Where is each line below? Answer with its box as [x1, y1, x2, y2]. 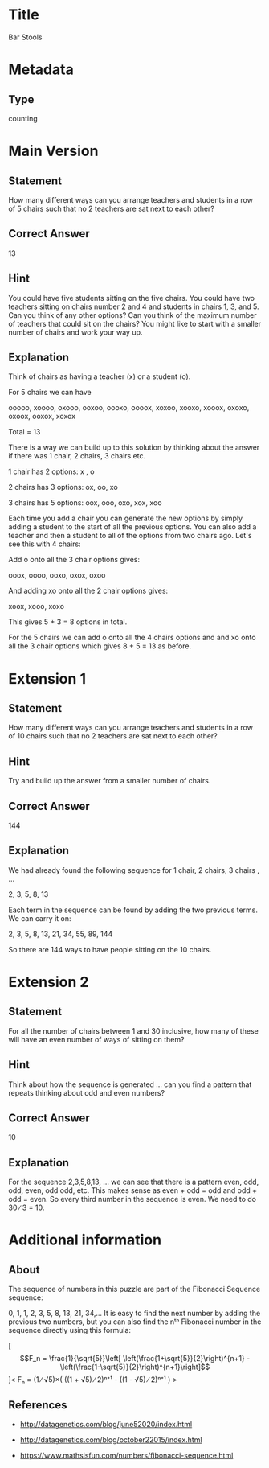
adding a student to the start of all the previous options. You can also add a [8, 522, 257, 532]
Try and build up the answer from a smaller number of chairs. [8, 776, 211, 786]
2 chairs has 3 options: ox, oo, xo [8, 483, 118, 492]
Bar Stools [8, 32, 43, 42]
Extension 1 [8, 669, 87, 688]
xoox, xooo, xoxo [8, 602, 65, 611]
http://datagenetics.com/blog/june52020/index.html [19, 1420, 193, 1429]
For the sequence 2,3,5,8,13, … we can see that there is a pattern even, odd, [8, 1177, 259, 1187]
